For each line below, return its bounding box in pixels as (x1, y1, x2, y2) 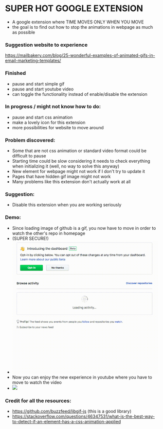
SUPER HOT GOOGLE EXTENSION (5, 3, 144, 14)
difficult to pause (12, 153, 46, 159)
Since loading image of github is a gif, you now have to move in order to (12, 225, 156, 231)
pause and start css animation (12, 114, 73, 120)
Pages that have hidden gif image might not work (12, 173, 111, 180)
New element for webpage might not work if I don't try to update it (12, 169, 145, 174)
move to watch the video (12, 379, 62, 385)
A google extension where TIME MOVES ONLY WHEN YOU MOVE (12, 19, 144, 25)
